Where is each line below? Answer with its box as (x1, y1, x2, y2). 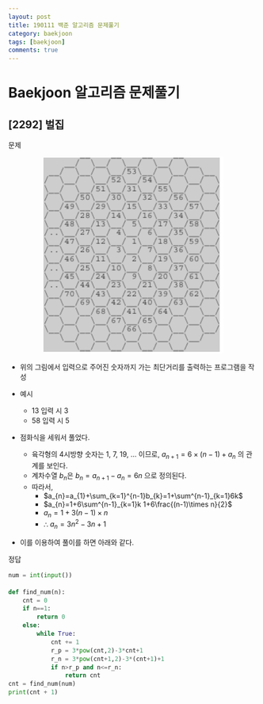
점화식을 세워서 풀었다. (19, 433, 90, 442)
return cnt (64, 671, 101, 679)
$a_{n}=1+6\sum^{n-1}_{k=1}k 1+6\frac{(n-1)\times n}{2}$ (43, 499, 232, 509)
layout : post (8, 13, 51, 21)
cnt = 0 (22, 596, 48, 604)
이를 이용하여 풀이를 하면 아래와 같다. (19, 538, 135, 547)
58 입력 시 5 (31, 416, 70, 426)
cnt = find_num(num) (8, 680, 77, 688)
